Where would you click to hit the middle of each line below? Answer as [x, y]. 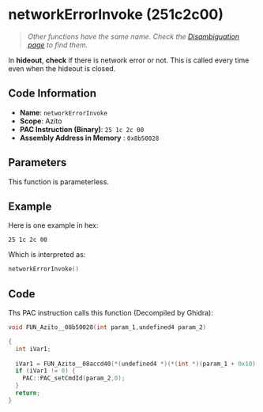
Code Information [53, 94]
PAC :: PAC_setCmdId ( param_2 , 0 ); [74, 378]
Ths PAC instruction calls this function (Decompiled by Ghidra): [111, 313]
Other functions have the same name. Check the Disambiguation [133, 36]
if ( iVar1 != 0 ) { [46, 371]
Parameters [38, 163]
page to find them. [58, 44]
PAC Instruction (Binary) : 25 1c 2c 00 [82, 129]
